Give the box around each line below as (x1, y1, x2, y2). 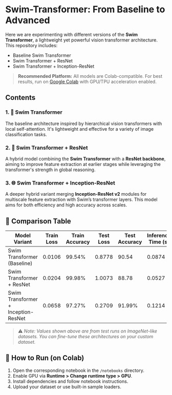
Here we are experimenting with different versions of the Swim (5, 31, 138, 37)
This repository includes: (5, 42, 58, 48)
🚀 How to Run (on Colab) (5, 354, 84, 362)
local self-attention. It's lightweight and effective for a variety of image (5, 126, 154, 132)
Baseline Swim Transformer (12, 52, 71, 58)
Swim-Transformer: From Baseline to (5, 4, 165, 15)
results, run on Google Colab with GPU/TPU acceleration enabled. (17, 78, 157, 85)
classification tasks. (5, 131, 47, 137)
